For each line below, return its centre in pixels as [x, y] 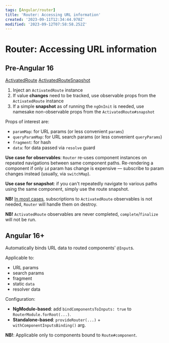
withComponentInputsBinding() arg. [49, 325]
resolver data [26, 289]
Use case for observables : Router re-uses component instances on [76, 158]
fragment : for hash [32, 142]
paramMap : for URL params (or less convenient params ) [68, 132]
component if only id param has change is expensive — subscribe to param [84, 168]
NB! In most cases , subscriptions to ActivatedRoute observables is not [79, 199]
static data [24, 284]
